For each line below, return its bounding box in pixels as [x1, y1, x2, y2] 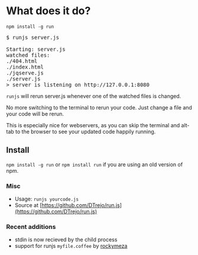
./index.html [6, 63, 44, 70]
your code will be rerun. [6, 110, 64, 117]
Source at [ [14, 202, 43, 209]
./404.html [6, 57, 38, 64]
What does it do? [6, 4, 91, 18]
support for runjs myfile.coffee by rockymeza [14, 243, 128, 250]
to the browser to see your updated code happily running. [15, 128, 156, 135]
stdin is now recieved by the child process [14, 236, 118, 243]
